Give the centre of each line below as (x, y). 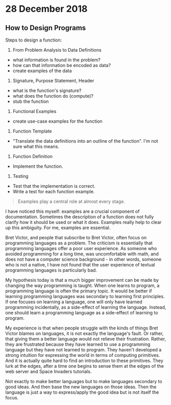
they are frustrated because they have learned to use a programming (78, 344)
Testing (21, 176)
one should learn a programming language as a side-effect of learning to (82, 313)
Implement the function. (38, 166)
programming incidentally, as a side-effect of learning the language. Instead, (86, 307)
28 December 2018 (46, 9)
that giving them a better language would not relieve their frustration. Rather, (86, 339)
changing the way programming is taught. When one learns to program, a (82, 285)
